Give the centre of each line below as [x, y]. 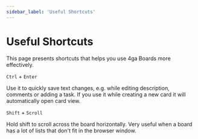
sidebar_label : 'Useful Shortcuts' [51, 12]
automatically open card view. [43, 100]
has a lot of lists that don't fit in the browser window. [72, 131]
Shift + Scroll [24, 113]
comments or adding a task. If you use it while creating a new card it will [96, 94]
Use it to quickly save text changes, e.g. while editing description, [88, 88]
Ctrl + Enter [22, 76]
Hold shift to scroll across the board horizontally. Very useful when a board [99, 124]
